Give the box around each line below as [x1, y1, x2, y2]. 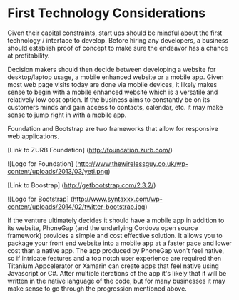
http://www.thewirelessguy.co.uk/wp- [77, 159, 189, 168]
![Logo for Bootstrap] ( [7, 195, 73, 203]
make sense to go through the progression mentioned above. [7, 284, 187, 293]
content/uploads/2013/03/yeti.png [7, 167, 108, 175]
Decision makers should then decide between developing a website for [7, 65, 216, 73]
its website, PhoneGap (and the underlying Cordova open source [7, 223, 198, 232]
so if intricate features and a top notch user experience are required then [7, 254, 222, 262]
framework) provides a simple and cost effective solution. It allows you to [7, 231, 223, 239]
